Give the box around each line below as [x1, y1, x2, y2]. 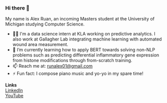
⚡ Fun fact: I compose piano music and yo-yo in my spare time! [12, 70, 143, 76]
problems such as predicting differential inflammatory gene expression [12, 52, 159, 58]
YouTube [5, 92, 24, 99]
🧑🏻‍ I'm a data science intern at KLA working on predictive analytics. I [12, 31, 156, 37]
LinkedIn [5, 87, 23, 93]
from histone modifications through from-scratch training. [12, 57, 132, 63]
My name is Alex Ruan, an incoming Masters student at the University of [5, 16, 155, 22]
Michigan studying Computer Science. [5, 21, 85, 27]
